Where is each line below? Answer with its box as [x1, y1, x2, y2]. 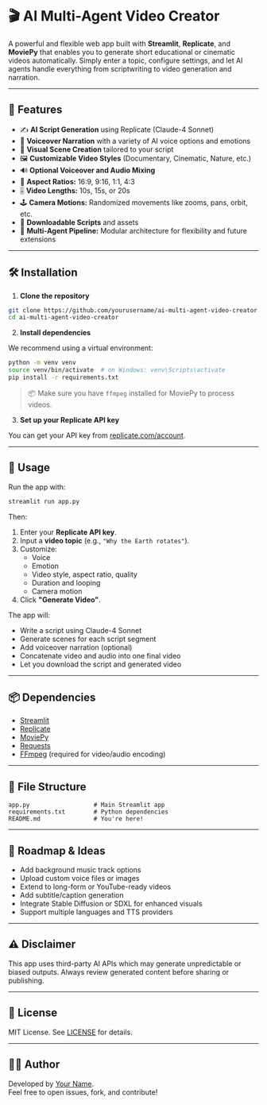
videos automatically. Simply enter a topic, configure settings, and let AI [8, 56, 243, 65]
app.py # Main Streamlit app [8, 801, 165, 809]
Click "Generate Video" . [19, 594, 101, 605]
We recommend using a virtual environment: [8, 343, 153, 353]
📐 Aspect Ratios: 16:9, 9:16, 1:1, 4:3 [19, 176, 135, 186]
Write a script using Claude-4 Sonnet [19, 625, 141, 635]
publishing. [8, 976, 45, 985]
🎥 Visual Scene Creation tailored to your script [19, 145, 174, 154]
